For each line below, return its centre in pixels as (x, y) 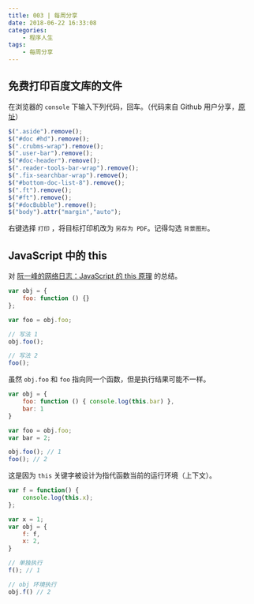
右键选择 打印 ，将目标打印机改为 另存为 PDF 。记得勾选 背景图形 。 (111, 228)
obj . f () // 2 (30, 592)
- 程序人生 (38, 38)
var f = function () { (44, 490)
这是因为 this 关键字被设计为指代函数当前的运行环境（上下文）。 (112, 475)
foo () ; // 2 (28, 460)
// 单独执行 (26, 563)
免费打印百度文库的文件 (65, 86)
